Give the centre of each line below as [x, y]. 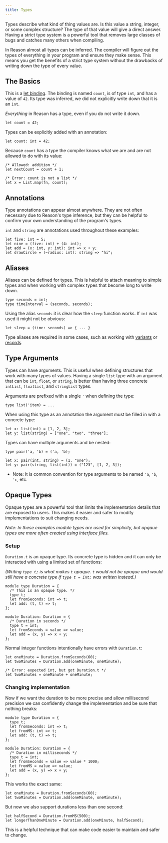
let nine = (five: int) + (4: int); [43, 244]
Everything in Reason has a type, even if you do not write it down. [73, 114]
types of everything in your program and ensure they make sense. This [78, 55]
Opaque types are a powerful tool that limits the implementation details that [83, 507]
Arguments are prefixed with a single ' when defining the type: [70, 396]
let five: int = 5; [25, 240]
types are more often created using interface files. [57, 533]
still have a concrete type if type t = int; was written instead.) [71, 577]
